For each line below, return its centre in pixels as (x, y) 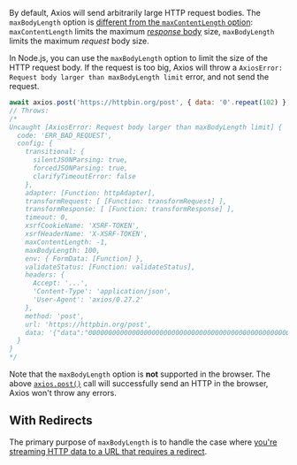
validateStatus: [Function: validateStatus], (110, 267)
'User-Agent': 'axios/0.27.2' (88, 300)
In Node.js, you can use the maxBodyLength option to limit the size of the (138, 58)
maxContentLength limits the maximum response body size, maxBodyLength (142, 31)
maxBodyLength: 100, (63, 250)
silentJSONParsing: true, (80, 160)
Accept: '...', (61, 283)
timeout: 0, (47, 217)
